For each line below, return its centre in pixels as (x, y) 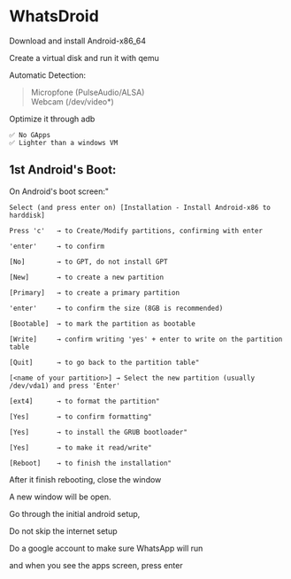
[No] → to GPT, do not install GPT (88, 262)
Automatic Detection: (48, 75)
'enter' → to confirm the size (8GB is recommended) (116, 308)
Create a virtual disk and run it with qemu (84, 58)
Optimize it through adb (52, 119)
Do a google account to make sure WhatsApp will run (106, 548)
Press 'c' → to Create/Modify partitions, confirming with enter (136, 231)
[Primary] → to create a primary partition (94, 293)
